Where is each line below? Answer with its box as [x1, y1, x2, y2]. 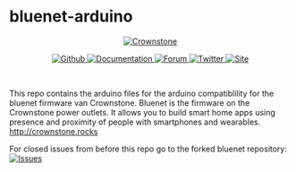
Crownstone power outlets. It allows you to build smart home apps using [9, 107, 275, 117]
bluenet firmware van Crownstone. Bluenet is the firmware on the [9, 97, 250, 108]
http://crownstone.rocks [9, 125, 98, 136]
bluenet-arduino [9, 6, 133, 27]
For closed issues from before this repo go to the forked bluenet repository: [9, 143, 288, 154]
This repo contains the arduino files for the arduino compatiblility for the [9, 88, 275, 99]
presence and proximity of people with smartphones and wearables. [9, 116, 261, 127]
